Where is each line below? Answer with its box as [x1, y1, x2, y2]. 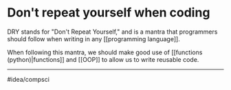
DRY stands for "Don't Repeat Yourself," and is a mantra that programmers [7, 27, 218, 36]
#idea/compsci [7, 75, 50, 83]
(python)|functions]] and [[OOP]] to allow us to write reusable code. [7, 55, 199, 63]
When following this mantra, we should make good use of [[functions [7, 48, 203, 56]
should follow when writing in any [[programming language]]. [7, 34, 180, 43]
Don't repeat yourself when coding [7, 5, 210, 21]
